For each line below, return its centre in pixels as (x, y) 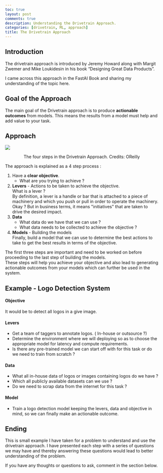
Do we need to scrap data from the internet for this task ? (70, 386)
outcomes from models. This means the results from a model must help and (81, 115)
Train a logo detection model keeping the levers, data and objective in (82, 408)
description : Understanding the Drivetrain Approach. (61, 23)
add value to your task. (28, 121)
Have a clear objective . (36, 176)
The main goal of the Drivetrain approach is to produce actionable (72, 110)
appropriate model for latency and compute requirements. (70, 344)
